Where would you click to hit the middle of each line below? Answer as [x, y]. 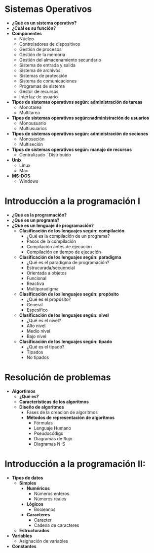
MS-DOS [21, 176]
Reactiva [35, 283]
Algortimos [23, 391]
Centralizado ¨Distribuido [45, 154]
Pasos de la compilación [51, 241]
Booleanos [45, 509]
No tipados [38, 357]
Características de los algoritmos [54, 402]
